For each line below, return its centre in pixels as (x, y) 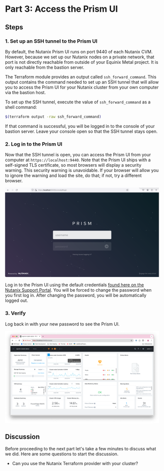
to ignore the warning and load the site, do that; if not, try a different (73, 175)
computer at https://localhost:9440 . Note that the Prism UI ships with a (78, 160)
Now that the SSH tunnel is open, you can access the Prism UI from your (78, 155)
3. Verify (15, 313)
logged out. (17, 300)
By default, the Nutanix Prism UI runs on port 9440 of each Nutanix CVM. (79, 51)
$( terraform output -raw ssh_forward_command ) (53, 117)
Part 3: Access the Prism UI (61, 9)
